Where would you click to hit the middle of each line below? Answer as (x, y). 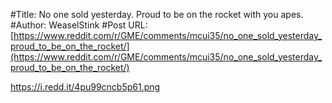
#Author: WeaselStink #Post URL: (79, 25)
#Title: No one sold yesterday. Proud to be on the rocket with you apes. (157, 14)
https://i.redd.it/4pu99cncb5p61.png (85, 87)
